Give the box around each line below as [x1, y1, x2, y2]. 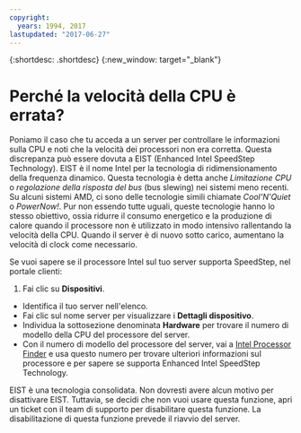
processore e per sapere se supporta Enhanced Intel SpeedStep [22, 358, 261, 368]
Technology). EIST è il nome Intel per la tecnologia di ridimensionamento [9, 163, 278, 174]
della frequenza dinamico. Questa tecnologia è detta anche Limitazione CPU [9, 172, 292, 184]
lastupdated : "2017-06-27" [9, 30, 111, 39]
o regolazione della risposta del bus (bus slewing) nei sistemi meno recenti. [9, 182, 289, 193]
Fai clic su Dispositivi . [22, 283, 105, 294]
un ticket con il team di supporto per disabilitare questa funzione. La [9, 404, 261, 415]
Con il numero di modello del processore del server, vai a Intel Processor [22, 339, 292, 350]
